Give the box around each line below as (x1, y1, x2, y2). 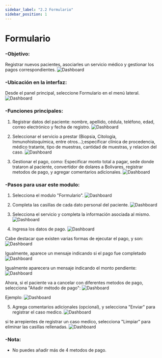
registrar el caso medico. (12, 309, 63, 315)
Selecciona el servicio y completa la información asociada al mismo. (12, 211, 151, 217)
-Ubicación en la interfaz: (5, 79, 67, 86)
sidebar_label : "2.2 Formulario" (5, 7, 74, 12)
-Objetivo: (5, 50, 30, 57)
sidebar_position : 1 (5, 12, 48, 17)
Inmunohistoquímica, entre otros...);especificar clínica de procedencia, (12, 138, 156, 145)
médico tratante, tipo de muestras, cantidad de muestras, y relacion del (12, 144, 157, 150)
